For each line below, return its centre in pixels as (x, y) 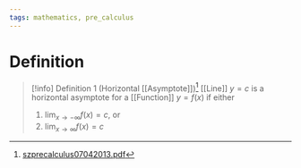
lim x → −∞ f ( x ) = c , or (82, 116)
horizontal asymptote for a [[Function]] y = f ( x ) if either (133, 97)
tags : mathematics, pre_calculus (72, 17)
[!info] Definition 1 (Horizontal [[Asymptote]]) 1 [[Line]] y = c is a (147, 88)
